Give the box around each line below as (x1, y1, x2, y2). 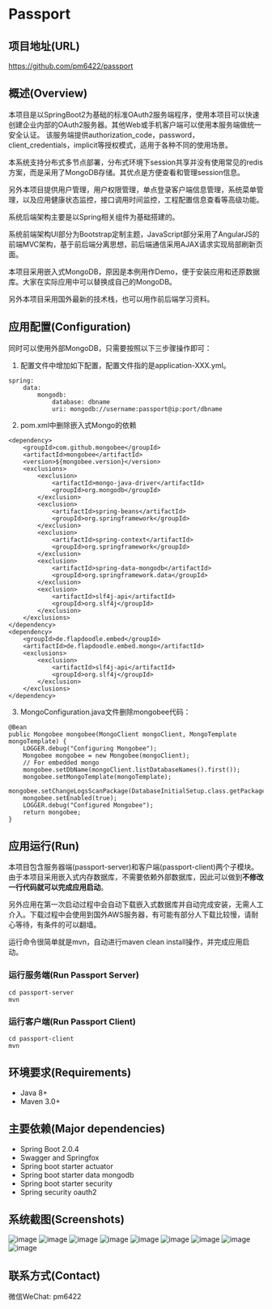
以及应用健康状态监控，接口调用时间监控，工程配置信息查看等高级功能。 (22, 195, 264, 204)
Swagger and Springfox (19, 1153, 100, 1162)
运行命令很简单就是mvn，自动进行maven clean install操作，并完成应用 (8, 937, 243, 947)
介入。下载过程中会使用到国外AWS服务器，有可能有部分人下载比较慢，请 (8, 909, 252, 920)
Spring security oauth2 (19, 1187, 97, 1196)
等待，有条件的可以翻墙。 (15, 920, 101, 930)
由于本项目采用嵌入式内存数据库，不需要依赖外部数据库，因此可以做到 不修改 (8, 872, 264, 882)
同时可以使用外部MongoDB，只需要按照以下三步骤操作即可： (8, 343, 212, 353)
